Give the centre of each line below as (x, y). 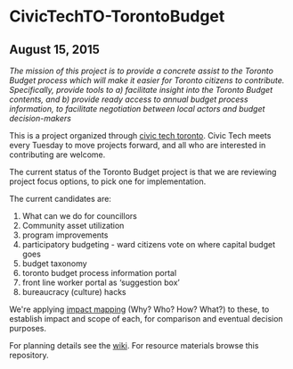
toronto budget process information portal (99, 273)
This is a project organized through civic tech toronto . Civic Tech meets (140, 135)
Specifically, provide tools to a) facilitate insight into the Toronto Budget (141, 90)
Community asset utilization (73, 226)
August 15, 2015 (55, 50)
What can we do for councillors (80, 216)
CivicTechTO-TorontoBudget (117, 17)
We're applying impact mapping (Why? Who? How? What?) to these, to (139, 309)
